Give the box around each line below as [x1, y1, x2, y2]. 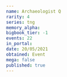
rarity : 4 [6, 14, 30, 20]
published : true [6, 62, 45, 68]
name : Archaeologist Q [6, 8, 61, 14]
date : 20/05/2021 [6, 46, 48, 52]
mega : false [6, 57, 35, 63]
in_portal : [6, 41, 33, 47]
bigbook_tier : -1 [6, 30, 48, 36]
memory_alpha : [6, 24, 41, 31]
